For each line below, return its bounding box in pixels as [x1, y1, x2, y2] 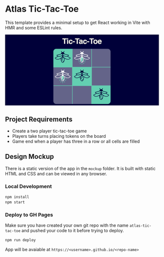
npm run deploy [5, 238, 36, 243]
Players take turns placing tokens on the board [12, 133, 106, 139]
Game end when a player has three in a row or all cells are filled [12, 138, 140, 145]
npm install [5, 194, 29, 200]
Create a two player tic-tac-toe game [12, 128, 87, 134]
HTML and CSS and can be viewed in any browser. [5, 171, 107, 176]
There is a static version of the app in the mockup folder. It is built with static [5, 165, 156, 171]
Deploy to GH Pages [5, 211, 54, 218]
